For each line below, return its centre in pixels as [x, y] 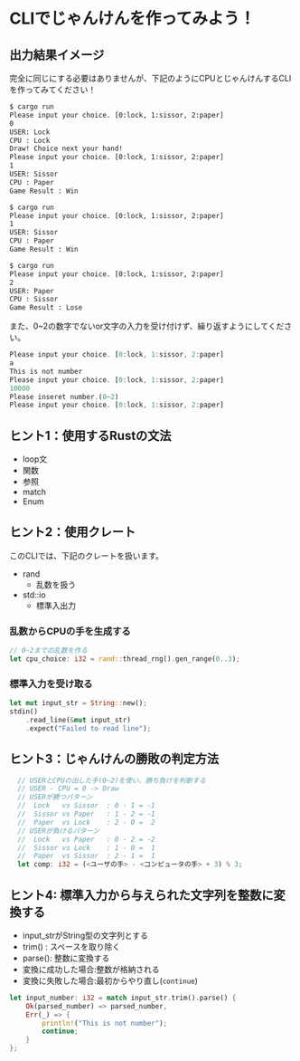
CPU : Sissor [34, 300]
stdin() [24, 712]
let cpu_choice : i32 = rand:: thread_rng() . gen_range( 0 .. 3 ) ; [125, 659]
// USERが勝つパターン [55, 798]
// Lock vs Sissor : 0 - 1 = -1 [86, 806]
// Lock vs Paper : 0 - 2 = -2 [86, 839]
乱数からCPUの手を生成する [70, 631]
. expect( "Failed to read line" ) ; [89, 728]
